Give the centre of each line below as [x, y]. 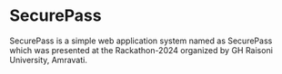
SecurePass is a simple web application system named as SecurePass [141, 41]
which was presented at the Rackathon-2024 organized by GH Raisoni [141, 50]
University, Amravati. [49, 60]
